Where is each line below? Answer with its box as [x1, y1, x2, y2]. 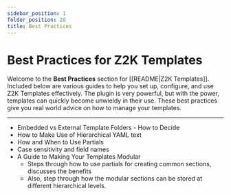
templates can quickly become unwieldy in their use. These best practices [7, 96, 218, 105]
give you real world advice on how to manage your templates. [7, 104, 182, 112]
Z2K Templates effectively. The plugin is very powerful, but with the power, [7, 90, 220, 98]
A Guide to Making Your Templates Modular [16, 153, 141, 161]
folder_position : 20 [7, 16, 67, 23]
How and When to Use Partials [16, 138, 104, 146]
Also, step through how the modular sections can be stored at [27, 174, 203, 183]
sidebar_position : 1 [7, 10, 67, 17]
